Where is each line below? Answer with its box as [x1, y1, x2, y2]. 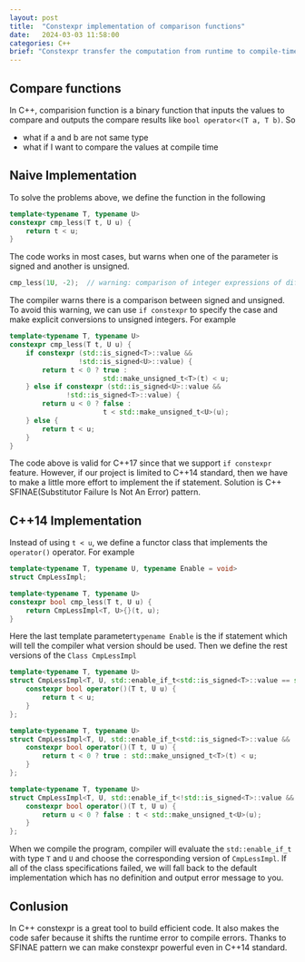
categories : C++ [9, 38, 71, 48]
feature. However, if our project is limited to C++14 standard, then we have [9, 467, 289, 478]
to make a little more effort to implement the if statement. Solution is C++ [9, 477, 282, 488]
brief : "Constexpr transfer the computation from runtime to [9, 47, 246, 56]
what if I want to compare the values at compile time [22, 142, 220, 152]
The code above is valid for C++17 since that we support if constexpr [9, 457, 272, 468]
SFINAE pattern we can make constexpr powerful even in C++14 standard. [9, 942, 288, 953]
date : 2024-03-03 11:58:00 [9, 30, 120, 39]
